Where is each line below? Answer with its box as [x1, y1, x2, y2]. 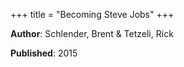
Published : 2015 [10, 47, 78, 59]
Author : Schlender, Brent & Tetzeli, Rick [10, 28, 174, 39]
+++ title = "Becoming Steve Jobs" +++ [10, 9, 175, 20]
